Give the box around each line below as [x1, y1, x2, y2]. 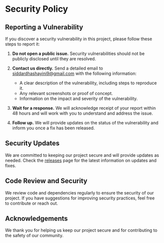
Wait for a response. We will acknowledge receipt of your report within [12, 105, 156, 111]
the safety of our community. [5, 233, 64, 239]
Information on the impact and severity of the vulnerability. [19, 96, 138, 101]
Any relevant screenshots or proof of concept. [19, 91, 113, 96]
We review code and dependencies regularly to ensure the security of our [5, 190, 154, 195]
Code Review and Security [5, 177, 88, 185]
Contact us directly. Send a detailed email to [12, 65, 103, 71]
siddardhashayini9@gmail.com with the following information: [12, 71, 137, 76]
